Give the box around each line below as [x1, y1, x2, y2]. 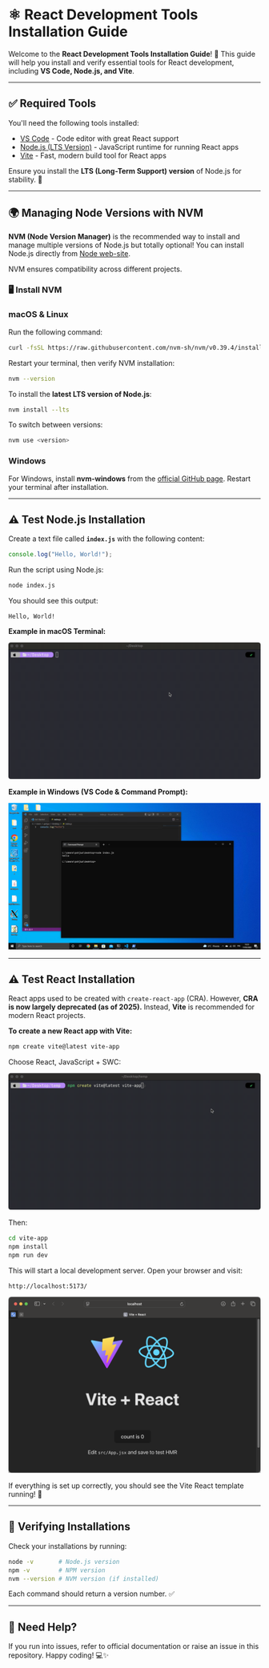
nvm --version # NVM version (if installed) [8, 1574, 159, 1582]
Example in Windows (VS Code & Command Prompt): [8, 787, 188, 796]
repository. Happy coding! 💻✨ [8, 1650, 110, 1660]
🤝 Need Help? [8, 1620, 78, 1634]
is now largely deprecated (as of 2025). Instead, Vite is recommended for [8, 1002, 255, 1012]
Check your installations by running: [8, 1541, 127, 1550]
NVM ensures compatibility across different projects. [8, 264, 183, 274]
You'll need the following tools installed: [8, 118, 139, 127]
